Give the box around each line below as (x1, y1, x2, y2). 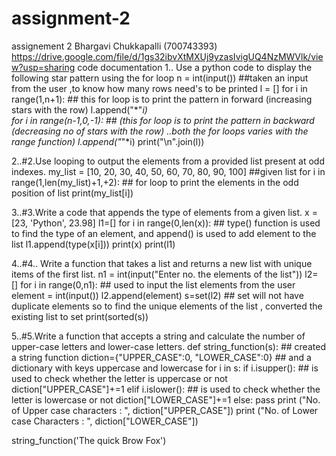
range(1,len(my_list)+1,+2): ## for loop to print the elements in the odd (11, 176, 299, 188)
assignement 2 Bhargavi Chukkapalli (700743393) (11, 40, 218, 52)
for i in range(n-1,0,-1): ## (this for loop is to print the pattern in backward (11, 114, 315, 126)
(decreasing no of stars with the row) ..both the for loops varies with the (11, 125, 309, 137)
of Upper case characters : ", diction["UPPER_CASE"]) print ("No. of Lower (11, 404, 319, 416)
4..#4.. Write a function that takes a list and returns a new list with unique (11, 257, 313, 269)
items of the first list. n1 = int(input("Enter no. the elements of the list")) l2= (11, 268, 319, 280)
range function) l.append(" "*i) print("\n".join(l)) (11, 135, 205, 147)
